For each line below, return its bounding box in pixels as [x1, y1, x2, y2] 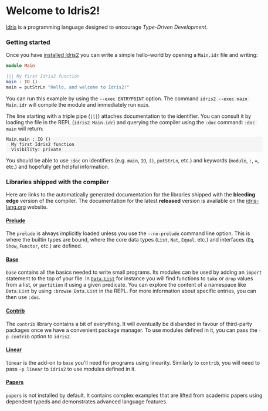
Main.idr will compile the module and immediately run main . [6, 101, 150, 108]
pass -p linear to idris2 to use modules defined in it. [6, 365, 137, 372]
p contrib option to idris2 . [6, 332, 72, 339]
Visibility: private [11, 147, 62, 152]
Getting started [6, 38, 50, 46]
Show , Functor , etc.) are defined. [6, 242, 83, 250]
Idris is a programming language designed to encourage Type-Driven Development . [6, 23, 208, 30]
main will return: [6, 125, 43, 132]
